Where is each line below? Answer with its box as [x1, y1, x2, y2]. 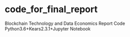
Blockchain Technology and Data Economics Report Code [5, 20, 125, 26]
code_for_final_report [5, 4, 98, 15]
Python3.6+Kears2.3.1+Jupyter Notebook [5, 25, 91, 31]
